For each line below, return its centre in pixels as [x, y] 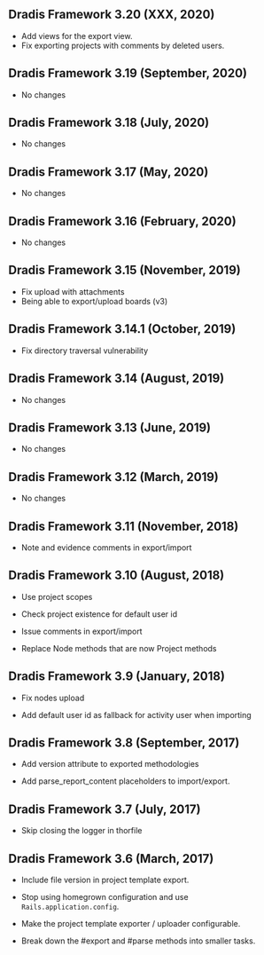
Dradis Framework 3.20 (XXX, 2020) [112, 15]
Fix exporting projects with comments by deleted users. [123, 45]
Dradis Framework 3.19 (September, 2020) [128, 73]
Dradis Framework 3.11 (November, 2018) [124, 526]
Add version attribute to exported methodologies [110, 764]
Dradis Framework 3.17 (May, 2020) [109, 172]
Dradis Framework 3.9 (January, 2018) [116, 677]
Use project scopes [57, 596]
